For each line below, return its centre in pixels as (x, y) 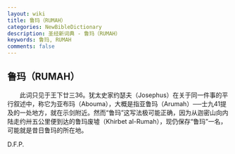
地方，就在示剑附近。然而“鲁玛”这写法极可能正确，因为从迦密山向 (127, 113)
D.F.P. (16, 144)
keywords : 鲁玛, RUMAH (39, 40)
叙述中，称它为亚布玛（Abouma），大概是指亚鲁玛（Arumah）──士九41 (116, 103)
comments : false (31, 46)
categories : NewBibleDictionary (55, 27)
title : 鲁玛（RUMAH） (37, 20)
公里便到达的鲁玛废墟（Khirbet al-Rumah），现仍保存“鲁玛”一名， (132, 121)
